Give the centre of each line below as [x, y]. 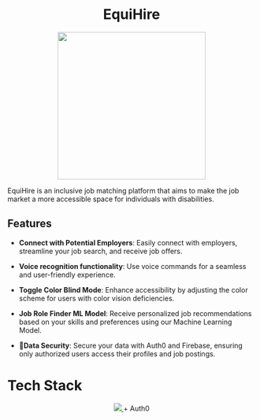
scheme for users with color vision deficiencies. [97, 298]
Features [30, 224]
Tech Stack [45, 385]
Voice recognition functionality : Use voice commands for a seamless [132, 266]
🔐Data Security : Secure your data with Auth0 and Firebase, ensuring [131, 345]
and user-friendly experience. [67, 274]
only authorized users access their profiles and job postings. [117, 354]
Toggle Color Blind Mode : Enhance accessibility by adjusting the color [134, 289]
